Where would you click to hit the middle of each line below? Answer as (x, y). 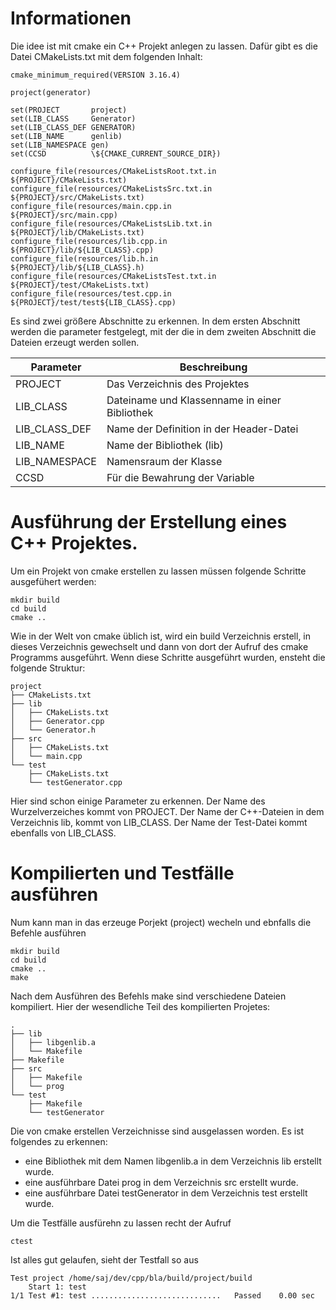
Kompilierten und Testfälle (122, 873)
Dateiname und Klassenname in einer (194, 400)
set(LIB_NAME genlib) (66, 136)
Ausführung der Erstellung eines (149, 522)
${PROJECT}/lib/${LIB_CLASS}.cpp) (82, 250)
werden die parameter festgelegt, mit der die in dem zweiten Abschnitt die (163, 331)
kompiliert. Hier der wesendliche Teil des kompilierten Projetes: (140, 1006)
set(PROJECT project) (69, 110)
